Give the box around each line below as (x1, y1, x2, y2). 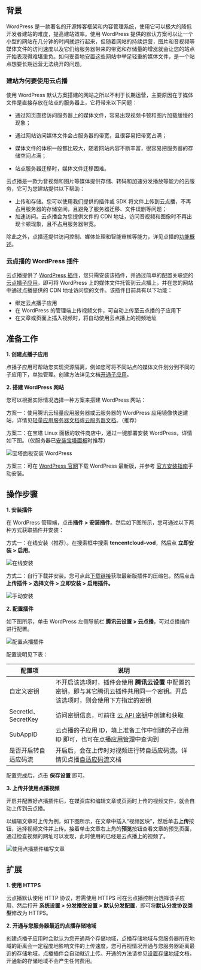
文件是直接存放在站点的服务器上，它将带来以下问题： (6, 99, 138, 106)
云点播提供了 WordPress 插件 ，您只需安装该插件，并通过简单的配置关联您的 (6, 272, 193, 279)
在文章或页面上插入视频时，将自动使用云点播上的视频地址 (14, 314, 157, 322)
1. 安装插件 (6, 506, 33, 514)
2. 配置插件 (6, 605, 34, 613)
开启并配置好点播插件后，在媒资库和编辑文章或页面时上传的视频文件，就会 (6, 797, 190, 805)
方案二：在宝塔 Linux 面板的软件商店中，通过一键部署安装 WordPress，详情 (6, 429, 193, 436)
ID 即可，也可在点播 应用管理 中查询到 (55, 735, 160, 743)
